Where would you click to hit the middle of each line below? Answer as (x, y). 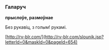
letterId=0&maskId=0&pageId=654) (41, 42)
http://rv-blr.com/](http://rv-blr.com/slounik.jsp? (55, 37)
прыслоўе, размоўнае (29, 18)
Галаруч (16, 7)
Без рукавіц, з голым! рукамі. (36, 27)
